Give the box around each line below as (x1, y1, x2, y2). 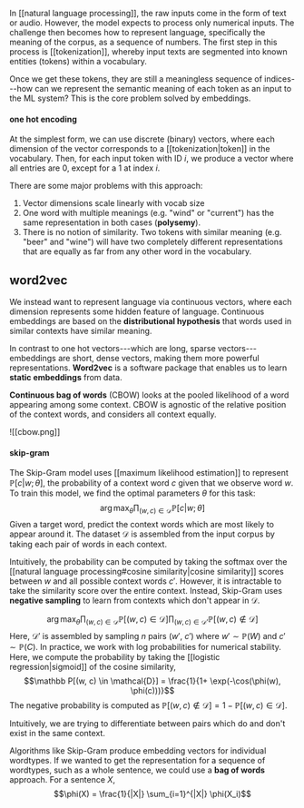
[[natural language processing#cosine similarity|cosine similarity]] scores (9, 567, 284, 577)
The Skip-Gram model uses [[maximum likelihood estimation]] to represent (9, 468, 289, 478)
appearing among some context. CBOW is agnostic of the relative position (9, 399, 287, 410)
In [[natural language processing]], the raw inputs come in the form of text (9, 8, 288, 18)
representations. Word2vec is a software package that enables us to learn (9, 362, 288, 373)
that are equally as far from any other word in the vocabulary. (22, 246, 252, 257)
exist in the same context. (9, 727, 106, 738)
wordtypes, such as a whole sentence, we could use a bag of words (9, 764, 266, 775)
